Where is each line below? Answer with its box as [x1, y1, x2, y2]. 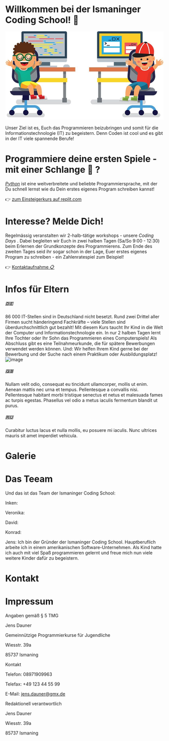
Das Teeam [5, 473, 53, 484]
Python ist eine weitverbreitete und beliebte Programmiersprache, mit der [5, 180, 157, 186]
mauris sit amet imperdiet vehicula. [5, 432, 78, 438]
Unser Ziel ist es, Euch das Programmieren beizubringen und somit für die [5, 125, 158, 131]
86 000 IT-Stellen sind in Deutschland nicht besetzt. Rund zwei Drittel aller [5, 313, 160, 319]
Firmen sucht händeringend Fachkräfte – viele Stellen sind [5, 319, 126, 325]
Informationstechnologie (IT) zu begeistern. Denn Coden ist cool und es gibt [5, 130, 163, 136]
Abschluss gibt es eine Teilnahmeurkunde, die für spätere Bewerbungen [5, 340, 155, 347]
